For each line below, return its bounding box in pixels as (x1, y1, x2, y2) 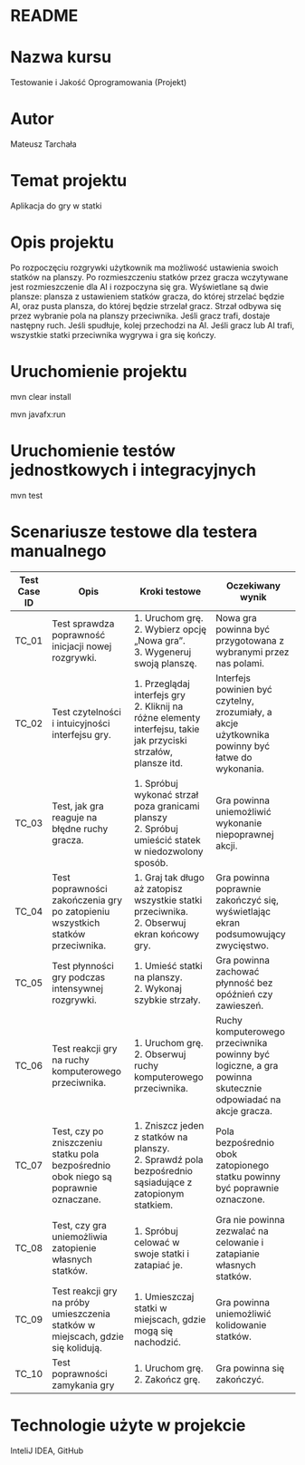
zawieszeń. (214, 999, 264, 1012)
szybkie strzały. (133, 994, 201, 1006)
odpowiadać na (214, 1093, 281, 1106)
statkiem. (133, 1198, 174, 1211)
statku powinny (214, 1170, 281, 1183)
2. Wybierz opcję (133, 623, 207, 635)
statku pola (52, 1148, 100, 1160)
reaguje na (52, 810, 98, 823)
